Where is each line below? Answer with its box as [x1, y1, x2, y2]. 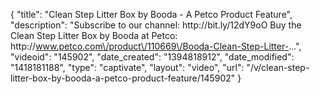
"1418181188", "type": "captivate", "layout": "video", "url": [10, 62, 245, 73]
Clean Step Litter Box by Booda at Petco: [10, 30, 178, 41]
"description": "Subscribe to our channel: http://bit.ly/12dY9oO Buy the [10, 19, 302, 31]
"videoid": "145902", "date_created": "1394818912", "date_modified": [10, 51, 295, 63]
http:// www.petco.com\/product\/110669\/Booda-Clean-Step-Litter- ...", [10, 40, 302, 52]
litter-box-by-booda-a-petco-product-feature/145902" [10, 72, 236, 84]
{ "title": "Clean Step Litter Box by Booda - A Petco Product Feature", [10, 9, 293, 20]
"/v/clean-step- [246, 62, 310, 73]
